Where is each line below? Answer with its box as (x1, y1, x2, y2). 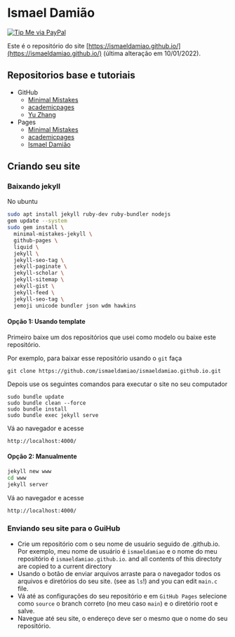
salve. (17, 606, 35, 615)
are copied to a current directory (17, 562, 112, 570)
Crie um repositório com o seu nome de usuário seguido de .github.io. (17, 540, 220, 548)
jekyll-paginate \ (13, 263, 68, 270)
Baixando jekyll (7, 181, 61, 191)
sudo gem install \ (7, 224, 65, 231)
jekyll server (7, 481, 49, 488)
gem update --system (7, 217, 68, 225)
